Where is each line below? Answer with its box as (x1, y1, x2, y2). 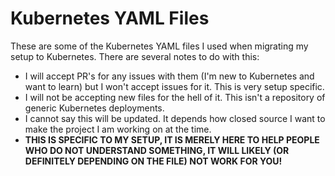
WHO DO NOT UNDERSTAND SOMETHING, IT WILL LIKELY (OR (24, 144, 290, 156)
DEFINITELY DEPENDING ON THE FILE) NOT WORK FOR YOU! (24, 155, 283, 167)
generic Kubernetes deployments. (24, 102, 165, 114)
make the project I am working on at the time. (24, 123, 212, 135)
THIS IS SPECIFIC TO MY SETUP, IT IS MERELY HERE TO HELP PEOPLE (24, 133, 320, 146)
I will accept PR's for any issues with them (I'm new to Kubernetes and (24, 70, 315, 82)
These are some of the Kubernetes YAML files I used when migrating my (10, 40, 309, 52)
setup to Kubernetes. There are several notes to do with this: (10, 50, 260, 62)
